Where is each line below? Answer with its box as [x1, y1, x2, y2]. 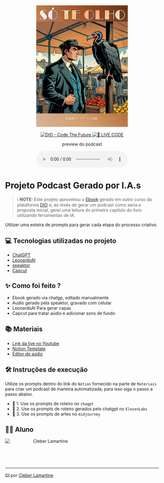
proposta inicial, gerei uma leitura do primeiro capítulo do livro [17, 207, 142, 213]
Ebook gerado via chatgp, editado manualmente [12, 294, 109, 300]
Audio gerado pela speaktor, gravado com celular [12, 300, 112, 306]
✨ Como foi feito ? [5, 282, 61, 290]
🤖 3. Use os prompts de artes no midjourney [12, 411, 101, 417]
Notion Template [12, 345, 46, 352]
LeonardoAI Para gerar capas [12, 305, 72, 311]
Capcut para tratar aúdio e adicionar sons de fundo [12, 310, 116, 316]
